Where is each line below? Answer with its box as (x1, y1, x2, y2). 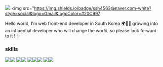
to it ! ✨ (5, 33, 21, 39)
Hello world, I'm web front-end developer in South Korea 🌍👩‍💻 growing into (5, 20, 158, 26)
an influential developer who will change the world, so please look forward (5, 28, 157, 33)
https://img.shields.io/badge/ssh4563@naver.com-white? (34, 5, 152, 11)
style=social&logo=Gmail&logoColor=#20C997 (5, 10, 101, 16)
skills (5, 45, 18, 52)
